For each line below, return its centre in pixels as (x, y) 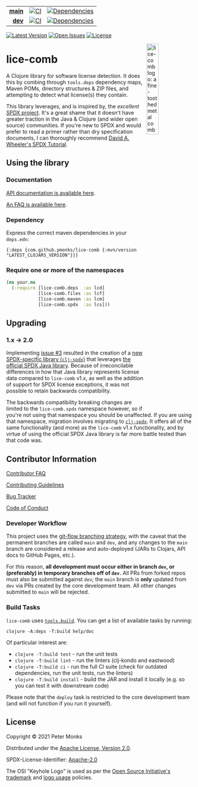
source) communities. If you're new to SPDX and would (74, 125)
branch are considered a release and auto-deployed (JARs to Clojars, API (96, 549)
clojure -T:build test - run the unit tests (66, 654)
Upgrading (26, 323)
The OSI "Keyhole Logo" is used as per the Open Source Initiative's (88, 771)
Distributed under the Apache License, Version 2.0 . (69, 748)
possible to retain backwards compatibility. (59, 391)
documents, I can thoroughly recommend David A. (68, 138)
